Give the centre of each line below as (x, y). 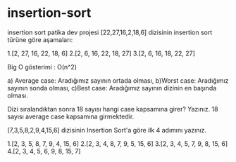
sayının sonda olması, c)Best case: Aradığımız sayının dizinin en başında (112, 88)
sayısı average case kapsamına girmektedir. (71, 116)
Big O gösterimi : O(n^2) (42, 67)
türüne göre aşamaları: (40, 39)
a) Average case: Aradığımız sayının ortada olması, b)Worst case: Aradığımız (118, 80)
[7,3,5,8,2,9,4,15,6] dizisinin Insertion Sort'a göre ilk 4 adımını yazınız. (107, 130)
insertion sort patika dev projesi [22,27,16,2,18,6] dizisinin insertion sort (110, 32)
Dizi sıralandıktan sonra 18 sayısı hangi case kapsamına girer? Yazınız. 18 (113, 109)
